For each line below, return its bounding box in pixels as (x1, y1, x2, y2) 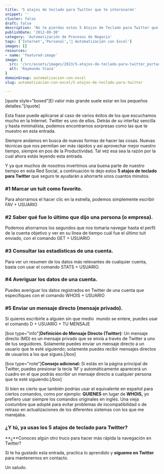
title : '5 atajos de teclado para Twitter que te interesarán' (5, 7, 137, 12)
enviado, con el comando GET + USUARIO (5, 236, 90, 241)
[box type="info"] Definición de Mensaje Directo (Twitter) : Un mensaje (5, 331, 148, 336)
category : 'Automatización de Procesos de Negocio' (5, 35, 112, 40)
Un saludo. (5, 465, 27, 471)
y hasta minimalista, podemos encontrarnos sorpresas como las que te (5, 123, 148, 129)
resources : (5, 48, 27, 53)
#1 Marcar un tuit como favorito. (5, 185, 83, 192)
